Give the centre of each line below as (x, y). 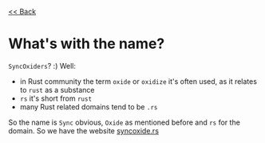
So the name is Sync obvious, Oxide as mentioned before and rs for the (125, 122)
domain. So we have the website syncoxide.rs (84, 130)
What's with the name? (87, 44)
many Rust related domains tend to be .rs (89, 106)
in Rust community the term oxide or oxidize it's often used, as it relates (138, 81)
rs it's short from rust (56, 98)
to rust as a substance (57, 89)
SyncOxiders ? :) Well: (42, 66)
